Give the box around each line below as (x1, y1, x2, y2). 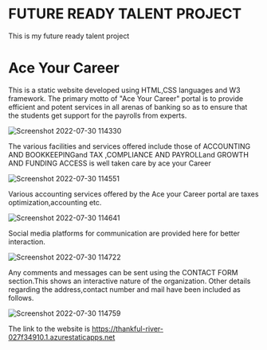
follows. (8, 293, 34, 302)
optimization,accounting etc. (8, 197, 102, 207)
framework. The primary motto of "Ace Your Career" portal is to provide (8, 93, 244, 103)
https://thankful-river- (91, 324, 164, 333)
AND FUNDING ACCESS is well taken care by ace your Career (8, 158, 211, 168)
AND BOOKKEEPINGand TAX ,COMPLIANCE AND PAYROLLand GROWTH (8, 150, 249, 159)
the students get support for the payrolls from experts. (8, 111, 187, 120)
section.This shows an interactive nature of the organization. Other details (8, 276, 251, 286)
